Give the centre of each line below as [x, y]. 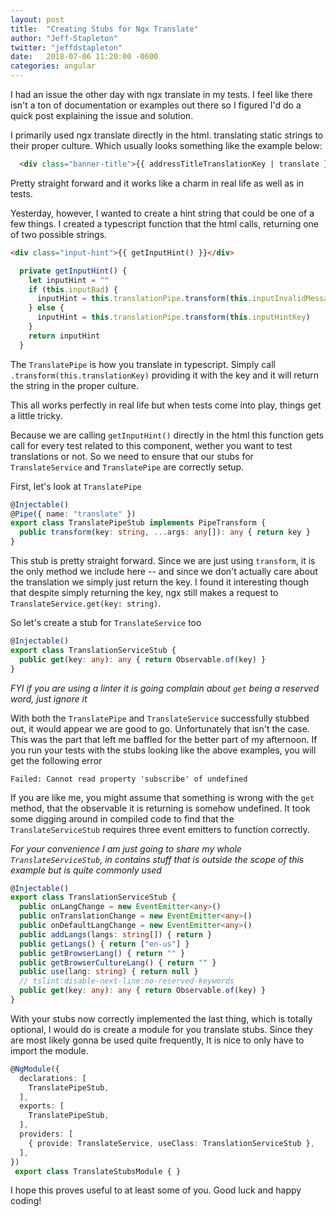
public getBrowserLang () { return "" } [102, 953]
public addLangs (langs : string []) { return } [116, 934]
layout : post [37, 19]
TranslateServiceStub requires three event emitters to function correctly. [160, 829]
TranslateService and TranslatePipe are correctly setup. [127, 467]
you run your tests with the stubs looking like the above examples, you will [163, 750]
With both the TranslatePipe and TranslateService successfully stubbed [160, 718]
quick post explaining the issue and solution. [102, 115]
